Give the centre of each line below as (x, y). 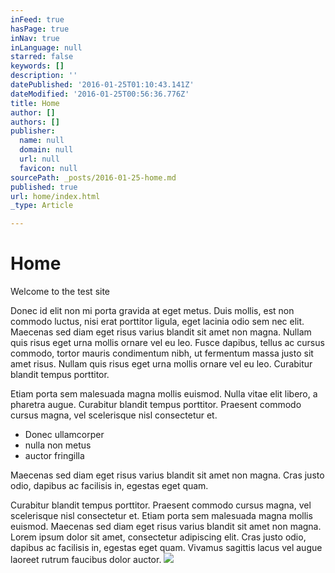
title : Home (35, 103)
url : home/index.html (55, 196)
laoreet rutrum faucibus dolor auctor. (86, 560)
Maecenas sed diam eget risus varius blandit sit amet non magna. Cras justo (167, 475)
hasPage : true (40, 29)
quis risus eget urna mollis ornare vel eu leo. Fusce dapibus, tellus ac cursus (167, 343)
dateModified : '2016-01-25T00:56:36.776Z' (100, 94)
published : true (44, 187)
